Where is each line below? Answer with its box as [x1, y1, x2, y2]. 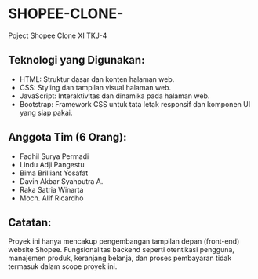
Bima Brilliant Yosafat [19, 168, 89, 178]
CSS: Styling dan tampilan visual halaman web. [19, 83, 171, 92]
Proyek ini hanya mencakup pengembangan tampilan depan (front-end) [8, 237, 240, 246]
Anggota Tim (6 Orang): [8, 130, 127, 144]
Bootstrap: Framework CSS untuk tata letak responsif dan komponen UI [19, 99, 251, 108]
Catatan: [8, 215, 52, 229]
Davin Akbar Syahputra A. [19, 176, 104, 185]
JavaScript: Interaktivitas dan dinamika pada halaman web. [19, 91, 210, 101]
